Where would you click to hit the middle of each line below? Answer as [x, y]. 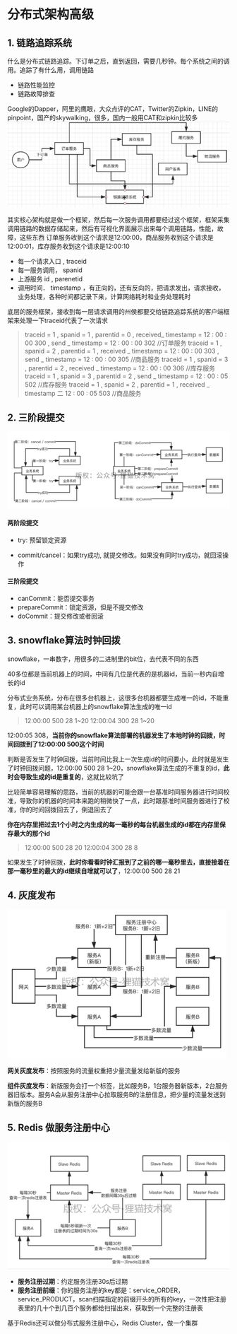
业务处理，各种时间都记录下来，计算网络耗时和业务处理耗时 [104, 296]
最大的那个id [32, 833]
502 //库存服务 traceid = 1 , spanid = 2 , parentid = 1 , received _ [117, 384]
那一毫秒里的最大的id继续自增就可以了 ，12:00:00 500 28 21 [94, 871]
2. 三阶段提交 [36, 418]
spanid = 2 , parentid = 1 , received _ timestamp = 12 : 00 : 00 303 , [122, 351]
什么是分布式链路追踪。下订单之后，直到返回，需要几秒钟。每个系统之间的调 [119, 61]
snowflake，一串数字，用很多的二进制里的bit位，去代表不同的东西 [103, 659]
